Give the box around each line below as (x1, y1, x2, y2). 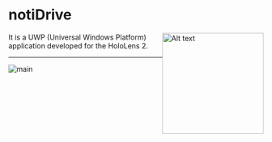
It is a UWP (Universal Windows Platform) (8, 32, 147, 42)
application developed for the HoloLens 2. (8, 40, 148, 50)
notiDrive (8, 6, 72, 24)
